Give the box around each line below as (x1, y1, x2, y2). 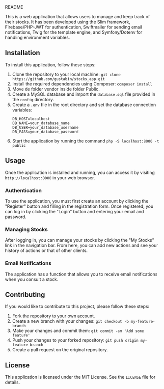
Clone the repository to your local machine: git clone (12, 71, 121, 77)
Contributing (5, 290, 45, 299)
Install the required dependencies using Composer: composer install (12, 81, 153, 86)
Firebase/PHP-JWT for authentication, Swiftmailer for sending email (5, 24, 142, 30)
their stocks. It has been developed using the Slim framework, (5, 19, 131, 25)
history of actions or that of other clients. (5, 248, 88, 253)
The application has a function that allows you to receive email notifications (5, 271, 158, 277)
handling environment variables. (5, 34, 70, 40)
